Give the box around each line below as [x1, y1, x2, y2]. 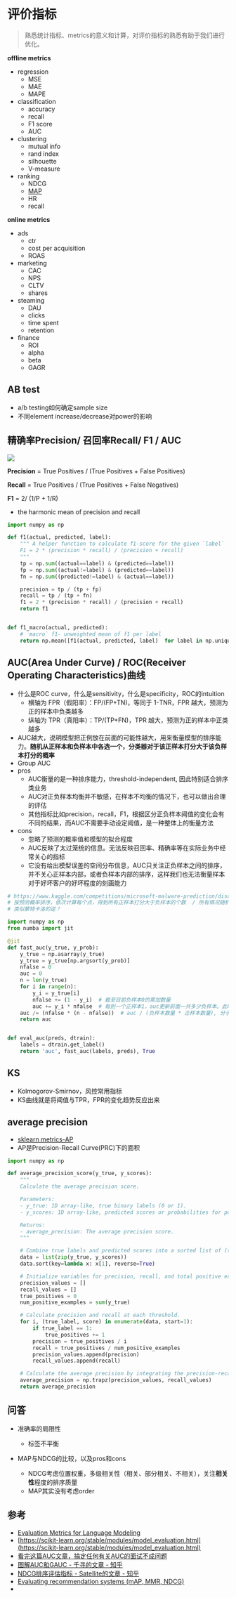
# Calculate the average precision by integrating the [20, 1370, 184, 1377]
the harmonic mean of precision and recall [17, 507, 140, 516]
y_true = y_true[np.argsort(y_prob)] [20, 957, 131, 964]
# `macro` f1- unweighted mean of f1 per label [20, 630, 162, 638]
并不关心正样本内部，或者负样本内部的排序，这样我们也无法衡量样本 [27, 870, 225, 878]
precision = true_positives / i [32, 1337, 128, 1345]
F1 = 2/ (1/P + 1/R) [7, 494, 58, 502]
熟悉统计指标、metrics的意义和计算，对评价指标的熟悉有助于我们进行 [24, 31, 225, 39]
